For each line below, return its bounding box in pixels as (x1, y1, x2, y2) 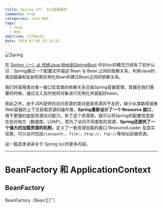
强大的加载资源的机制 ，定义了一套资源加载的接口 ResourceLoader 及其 (9, 124, 151, 131)
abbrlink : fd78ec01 (5, 34, 45, 39)
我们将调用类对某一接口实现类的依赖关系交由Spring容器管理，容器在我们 (5, 84, 150, 90)
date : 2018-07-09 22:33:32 (5, 39, 60, 44)
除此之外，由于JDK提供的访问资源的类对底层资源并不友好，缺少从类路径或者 (5, 100, 158, 106)
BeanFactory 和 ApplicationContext (5, 164, 151, 175)
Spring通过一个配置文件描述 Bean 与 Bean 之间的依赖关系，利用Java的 (13, 68, 155, 74)
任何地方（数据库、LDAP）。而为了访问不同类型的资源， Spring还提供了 (9, 119, 151, 124)
